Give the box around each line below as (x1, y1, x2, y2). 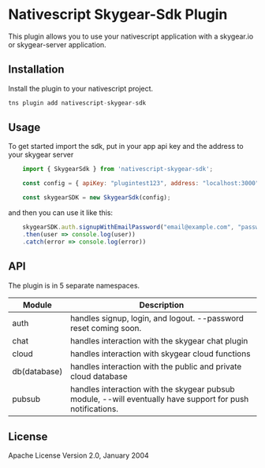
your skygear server (8, 150, 74, 159)
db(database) (12, 366, 63, 377)
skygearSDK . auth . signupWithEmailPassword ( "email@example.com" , (22, 223, 235, 232)
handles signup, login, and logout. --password (69, 313, 244, 324)
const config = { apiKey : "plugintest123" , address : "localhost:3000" (22, 180, 259, 188)
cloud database (69, 370, 128, 381)
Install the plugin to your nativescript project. (8, 84, 154, 93)
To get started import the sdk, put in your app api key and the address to (8, 142, 244, 151)
